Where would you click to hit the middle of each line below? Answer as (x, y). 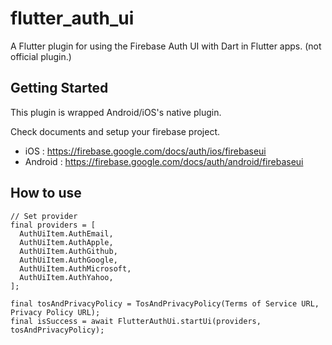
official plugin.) (41, 56)
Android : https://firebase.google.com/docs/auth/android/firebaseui (164, 161)
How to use (46, 193)
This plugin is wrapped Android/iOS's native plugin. (116, 112)
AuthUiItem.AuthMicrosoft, (75, 268)
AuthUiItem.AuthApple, (66, 242)
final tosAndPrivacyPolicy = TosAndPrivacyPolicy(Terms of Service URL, (165, 303)
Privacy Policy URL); (55, 312)
